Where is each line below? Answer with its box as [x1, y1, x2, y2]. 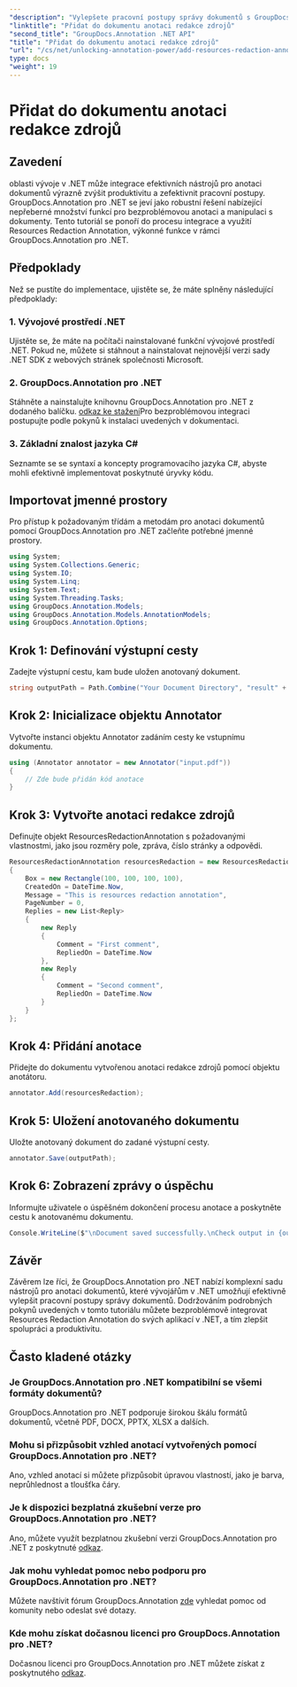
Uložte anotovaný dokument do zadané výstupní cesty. [9, 1136, 210, 1148]
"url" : [9, 46, 34, 55]
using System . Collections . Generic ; [9, 560, 141, 570]
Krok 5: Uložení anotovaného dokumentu [9, 1113, 240, 1129]
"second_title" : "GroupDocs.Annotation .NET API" [9, 29, 196, 38]
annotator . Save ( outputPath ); [9, 1154, 117, 1163]
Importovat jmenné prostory [9, 493, 168, 508]
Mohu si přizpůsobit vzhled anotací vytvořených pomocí [9, 1439, 257, 1451]
